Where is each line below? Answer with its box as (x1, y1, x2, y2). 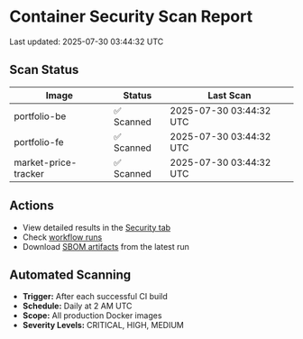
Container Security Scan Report (9, 6, 253, 27)
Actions (9, 198, 54, 214)
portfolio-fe (14, 135, 65, 148)
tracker (14, 167, 45, 179)
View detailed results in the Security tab (22, 222, 171, 233)
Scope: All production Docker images (22, 310, 162, 321)
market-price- (14, 156, 78, 169)
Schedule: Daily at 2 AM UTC (22, 300, 133, 312)
